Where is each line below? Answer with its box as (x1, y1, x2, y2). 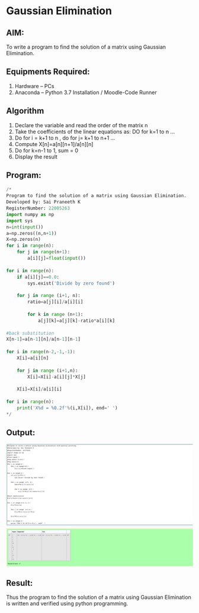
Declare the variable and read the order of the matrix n (14, 121, 148, 128)
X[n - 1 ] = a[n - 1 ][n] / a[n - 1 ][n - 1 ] (6, 336, 81, 343)
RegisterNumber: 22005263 (6, 205, 70, 211)
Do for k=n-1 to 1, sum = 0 (14, 147, 79, 154)
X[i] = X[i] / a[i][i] (17, 386, 62, 392)
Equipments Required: (6, 67, 90, 77)
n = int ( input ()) (6, 224, 44, 230)
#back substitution (6, 330, 54, 336)
